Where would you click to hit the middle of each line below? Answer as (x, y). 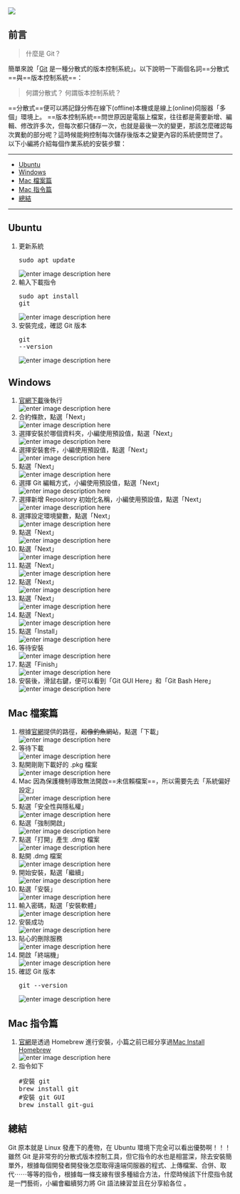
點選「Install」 (40, 631)
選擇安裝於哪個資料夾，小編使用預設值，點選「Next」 (97, 434)
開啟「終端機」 (40, 955)
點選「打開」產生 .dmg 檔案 (59, 840)
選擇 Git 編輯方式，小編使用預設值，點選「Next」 (90, 483)
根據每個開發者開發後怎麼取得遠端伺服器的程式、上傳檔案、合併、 (123, 1165)
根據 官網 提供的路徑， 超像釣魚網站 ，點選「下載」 (90, 732)
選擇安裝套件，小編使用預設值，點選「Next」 (85, 450)
